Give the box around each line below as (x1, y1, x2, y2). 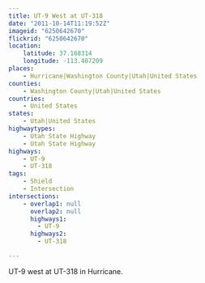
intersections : (8, 192, 60, 201)
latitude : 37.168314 (23, 49, 92, 57)
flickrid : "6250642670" (8, 34, 89, 43)
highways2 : (29, 230, 67, 239)
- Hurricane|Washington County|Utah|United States (23, 72, 198, 80)
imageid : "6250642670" (8, 27, 85, 35)
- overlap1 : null (23, 200, 82, 208)
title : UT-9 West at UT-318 (8, 11, 104, 20)
